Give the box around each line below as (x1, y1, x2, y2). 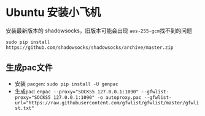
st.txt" (14, 105, 34, 111)
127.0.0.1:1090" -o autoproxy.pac (53, 94, 142, 101)
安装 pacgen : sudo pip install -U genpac (14, 80, 118, 87)
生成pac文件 (6, 62, 53, 73)
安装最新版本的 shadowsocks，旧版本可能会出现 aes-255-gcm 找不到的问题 (6, 27, 193, 34)
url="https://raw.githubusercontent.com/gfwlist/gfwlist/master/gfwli (14, 100, 199, 106)
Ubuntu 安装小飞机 (6, 5, 101, 20)
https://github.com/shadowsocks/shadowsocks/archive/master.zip (6, 44, 174, 51)
